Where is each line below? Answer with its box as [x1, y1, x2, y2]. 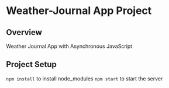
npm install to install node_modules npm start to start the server [6, 75, 163, 82]
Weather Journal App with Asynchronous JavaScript [6, 43, 133, 50]
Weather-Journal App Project [6, 4, 152, 17]
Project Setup [6, 59, 57, 69]
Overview [6, 27, 43, 37]
